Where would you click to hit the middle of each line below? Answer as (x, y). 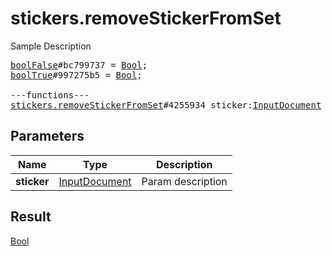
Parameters (47, 136)
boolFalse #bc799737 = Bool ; (79, 65)
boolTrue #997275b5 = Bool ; (76, 75)
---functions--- (50, 95)
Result (31, 217)
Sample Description (51, 46)
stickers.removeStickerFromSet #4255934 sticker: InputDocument (166, 105)
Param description (184, 181)
